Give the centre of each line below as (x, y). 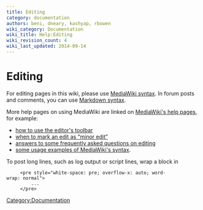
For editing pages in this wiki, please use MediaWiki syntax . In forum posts (101, 93)
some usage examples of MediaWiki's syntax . (73, 149)
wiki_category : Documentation (45, 29)
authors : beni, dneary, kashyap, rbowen (59, 23)
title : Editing (26, 12)
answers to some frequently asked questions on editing (85, 143)
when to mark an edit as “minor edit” (62, 137)
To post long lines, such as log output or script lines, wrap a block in (93, 161)
